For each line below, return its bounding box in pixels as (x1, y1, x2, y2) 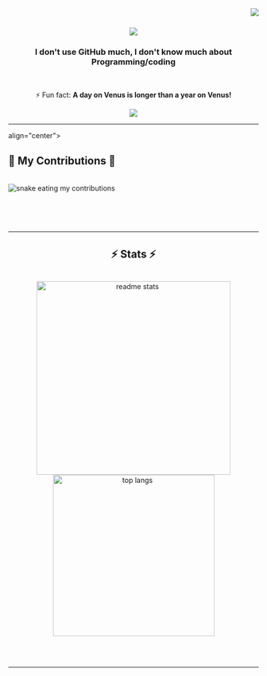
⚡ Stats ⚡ (110, 247, 157, 261)
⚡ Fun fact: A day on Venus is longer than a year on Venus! (35, 91, 232, 100)
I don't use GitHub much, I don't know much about (34, 47, 233, 58)
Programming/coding (91, 56, 176, 68)
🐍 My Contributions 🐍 (8, 154, 116, 168)
